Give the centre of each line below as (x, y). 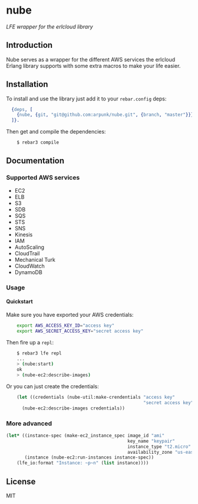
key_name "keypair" (151, 441)
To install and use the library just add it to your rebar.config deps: (86, 99)
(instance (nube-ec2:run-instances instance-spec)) (89, 458)
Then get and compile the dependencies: (56, 132)
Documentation (35, 161)
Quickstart (20, 301)
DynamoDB (28, 272)
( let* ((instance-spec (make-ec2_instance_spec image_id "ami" (85, 435)
